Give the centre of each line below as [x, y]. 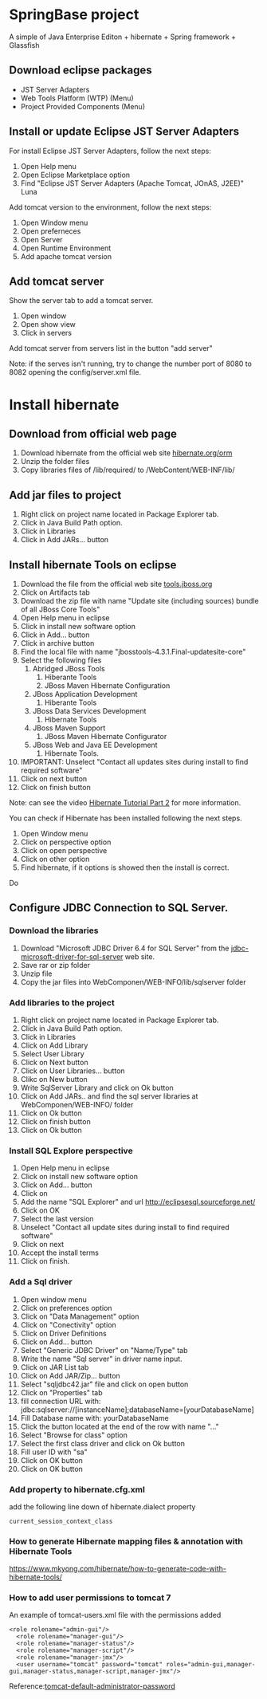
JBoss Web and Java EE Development [95, 745]
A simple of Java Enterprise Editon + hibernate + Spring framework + [123, 37]
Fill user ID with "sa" [54, 1452]
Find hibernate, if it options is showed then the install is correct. [125, 867]
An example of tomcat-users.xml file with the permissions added [115, 1615]
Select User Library [52, 1053]
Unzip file [36, 973]
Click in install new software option [78, 626]
